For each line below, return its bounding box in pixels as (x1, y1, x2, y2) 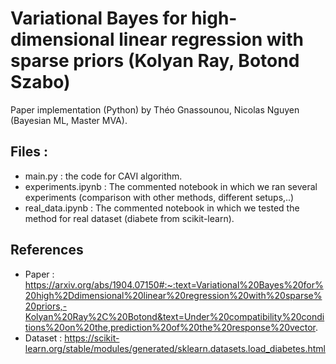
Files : (10, 143, 48, 161)
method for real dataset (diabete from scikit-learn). (24, 212, 235, 224)
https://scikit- (64, 332, 120, 344)
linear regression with (118, 28, 304, 51)
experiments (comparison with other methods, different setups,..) (24, 191, 295, 203)
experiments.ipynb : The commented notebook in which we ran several (24, 180, 318, 192)
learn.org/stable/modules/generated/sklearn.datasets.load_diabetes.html (24, 342, 326, 354)
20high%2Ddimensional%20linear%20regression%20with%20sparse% (24, 289, 323, 301)
